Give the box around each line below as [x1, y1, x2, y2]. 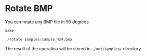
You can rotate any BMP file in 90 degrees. [5, 19, 90, 25]
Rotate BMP [5, 3, 53, 14]
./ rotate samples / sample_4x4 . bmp [5, 37, 72, 42]
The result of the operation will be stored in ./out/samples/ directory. [5, 45, 142, 51]
